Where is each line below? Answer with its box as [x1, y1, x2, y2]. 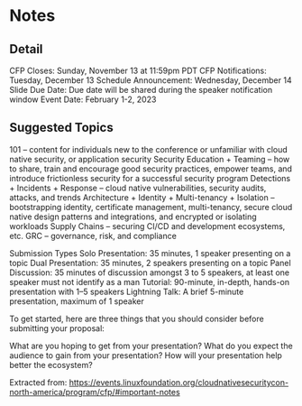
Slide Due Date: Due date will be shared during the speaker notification [9, 85, 273, 95]
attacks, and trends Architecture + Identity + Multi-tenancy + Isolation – [9, 191, 275, 203]
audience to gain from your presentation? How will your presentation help [9, 349, 282, 361]
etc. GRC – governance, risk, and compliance [9, 230, 178, 241]
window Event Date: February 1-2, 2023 [9, 94, 157, 105]
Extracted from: [9, 376, 68, 388]
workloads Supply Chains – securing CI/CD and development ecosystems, [9, 220, 286, 231]
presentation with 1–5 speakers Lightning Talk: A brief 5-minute [9, 286, 244, 297]
